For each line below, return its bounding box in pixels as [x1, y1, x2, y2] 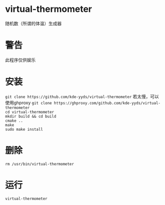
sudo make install [5, 127, 43, 132]
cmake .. [5, 118, 23, 123]
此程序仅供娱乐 [5, 57, 36, 63]
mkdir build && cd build [5, 114, 56, 119]
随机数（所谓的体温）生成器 [5, 20, 62, 26]
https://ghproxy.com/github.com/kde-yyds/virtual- [54, 101, 161, 105]
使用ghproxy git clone [5, 100, 52, 105]
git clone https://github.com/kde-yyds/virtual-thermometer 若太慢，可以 [5, 93, 159, 100]
